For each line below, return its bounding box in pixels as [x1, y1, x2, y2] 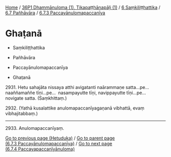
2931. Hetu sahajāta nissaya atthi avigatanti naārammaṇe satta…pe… [5, 84, 149, 90]
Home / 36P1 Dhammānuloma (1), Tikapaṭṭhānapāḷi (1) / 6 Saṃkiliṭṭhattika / [5, 5, 161, 10]
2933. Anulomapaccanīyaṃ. [5, 125, 65, 131]
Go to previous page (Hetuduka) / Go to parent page [5, 135, 115, 141]
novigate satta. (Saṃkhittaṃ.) [5, 95, 67, 101]
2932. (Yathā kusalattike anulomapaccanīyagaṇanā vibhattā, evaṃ [5, 105, 145, 111]
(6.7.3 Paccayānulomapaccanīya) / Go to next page [5, 140, 112, 146]
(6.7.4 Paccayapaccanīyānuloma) [5, 146, 75, 152]
